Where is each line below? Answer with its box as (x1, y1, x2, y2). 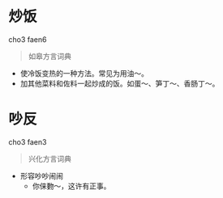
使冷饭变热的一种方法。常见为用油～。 (19, 68, 148, 78)
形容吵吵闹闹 (19, 171, 63, 180)
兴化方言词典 (28, 154, 71, 163)
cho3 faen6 (8, 34, 47, 44)
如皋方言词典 (28, 51, 71, 61)
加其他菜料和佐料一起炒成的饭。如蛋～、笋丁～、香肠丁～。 (19, 78, 220, 88)
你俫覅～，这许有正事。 (32, 181, 111, 191)
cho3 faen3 (8, 137, 47, 146)
